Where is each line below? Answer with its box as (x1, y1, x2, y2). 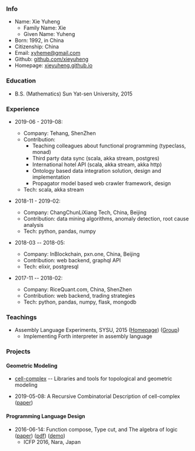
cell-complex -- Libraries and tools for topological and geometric (14, 375, 173, 382)
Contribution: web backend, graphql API (23, 256, 121, 264)
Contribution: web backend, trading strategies (23, 292, 135, 299)
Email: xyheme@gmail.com (14, 50, 81, 57)
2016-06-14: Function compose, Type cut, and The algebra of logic (14, 426, 178, 433)
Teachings (6, 313, 37, 321)
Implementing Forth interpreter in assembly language (23, 333, 153, 340)
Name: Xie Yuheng (14, 18, 61, 25)
